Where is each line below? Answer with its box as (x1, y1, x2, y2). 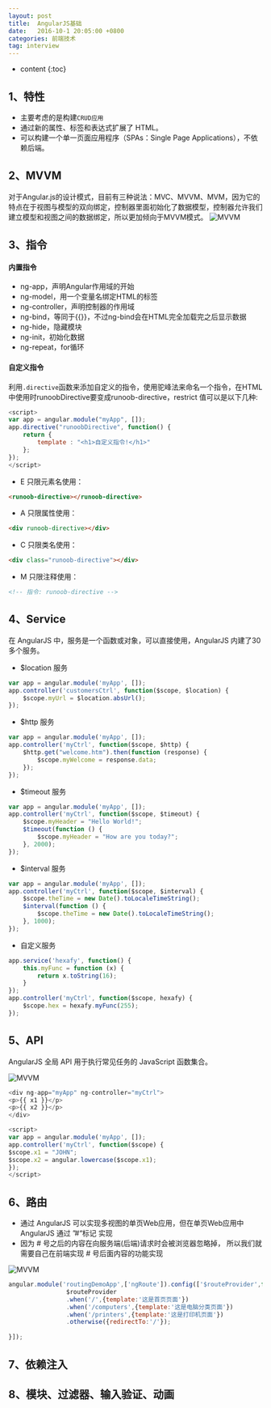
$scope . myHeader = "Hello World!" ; (23, 818, 143, 826)
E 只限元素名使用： (19, 477, 84, 486)
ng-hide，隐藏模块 (19, 322, 82, 332)
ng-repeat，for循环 (19, 342, 85, 352)
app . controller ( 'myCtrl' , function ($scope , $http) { (8, 741, 190, 749)
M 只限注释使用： (19, 572, 79, 582)
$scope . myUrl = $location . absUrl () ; (23, 693, 147, 702)
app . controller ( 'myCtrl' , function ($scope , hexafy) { (8, 995, 194, 1003)
